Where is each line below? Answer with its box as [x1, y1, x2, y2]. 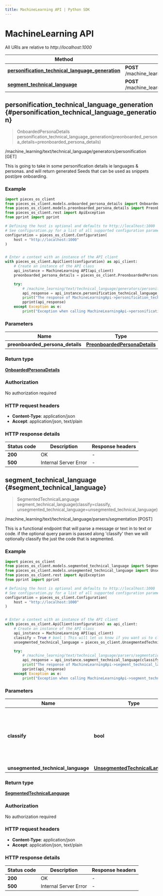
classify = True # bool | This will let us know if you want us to [14, 635, 153, 640]
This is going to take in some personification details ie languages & [5, 163, 139, 169]
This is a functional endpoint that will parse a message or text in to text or [5, 525, 152, 531]
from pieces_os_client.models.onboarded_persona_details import [5, 201, 138, 206]
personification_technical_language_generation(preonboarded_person [16, 134, 158, 140]
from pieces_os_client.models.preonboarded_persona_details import [5, 205, 145, 211]
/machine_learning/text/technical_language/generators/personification [5, 149, 147, 154]
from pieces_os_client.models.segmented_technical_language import [5, 563, 145, 569]
